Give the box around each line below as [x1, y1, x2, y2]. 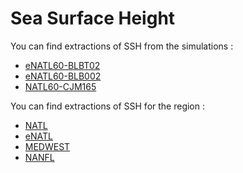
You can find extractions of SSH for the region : [10, 100, 206, 112]
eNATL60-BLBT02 [24, 59, 101, 71]
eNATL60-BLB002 [24, 70, 102, 82]
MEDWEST [24, 140, 71, 152]
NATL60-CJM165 [24, 80, 97, 92]
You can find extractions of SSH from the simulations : [10, 40, 234, 52]
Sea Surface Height [10, 7, 176, 30]
